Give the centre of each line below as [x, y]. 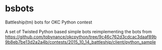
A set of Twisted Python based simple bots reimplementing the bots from [79, 31]
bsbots [20, 9]
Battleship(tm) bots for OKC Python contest [49, 22]
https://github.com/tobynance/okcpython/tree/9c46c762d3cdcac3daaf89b [81, 37]
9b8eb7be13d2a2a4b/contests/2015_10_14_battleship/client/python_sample [81, 42]
